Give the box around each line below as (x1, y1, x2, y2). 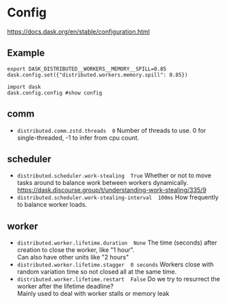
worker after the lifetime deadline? (16, 282, 114, 290)
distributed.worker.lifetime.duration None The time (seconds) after (16, 238, 217, 247)
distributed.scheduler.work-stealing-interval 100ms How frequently (16, 193, 219, 201)
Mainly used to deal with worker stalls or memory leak (16, 290, 170, 298)
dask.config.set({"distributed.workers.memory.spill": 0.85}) (7, 71, 188, 78)
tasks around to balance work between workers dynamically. (16, 179, 189, 187)
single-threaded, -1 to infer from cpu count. (16, 134, 139, 142)
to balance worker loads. (16, 201, 88, 209)
